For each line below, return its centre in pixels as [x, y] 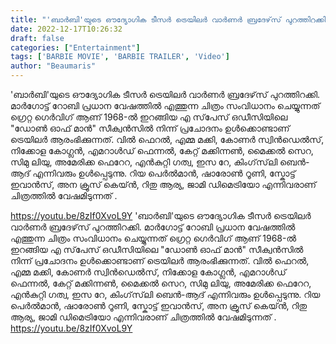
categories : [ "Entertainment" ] [75, 47]
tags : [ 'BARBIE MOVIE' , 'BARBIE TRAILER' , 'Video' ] [120, 57]
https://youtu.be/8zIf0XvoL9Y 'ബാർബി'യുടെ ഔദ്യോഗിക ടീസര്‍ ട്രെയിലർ [161, 215]
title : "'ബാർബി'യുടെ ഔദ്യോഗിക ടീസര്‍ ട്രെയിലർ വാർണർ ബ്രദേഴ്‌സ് [146, 19]
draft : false [37, 38]
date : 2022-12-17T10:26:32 [66, 29]
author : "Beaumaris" [53, 66]
